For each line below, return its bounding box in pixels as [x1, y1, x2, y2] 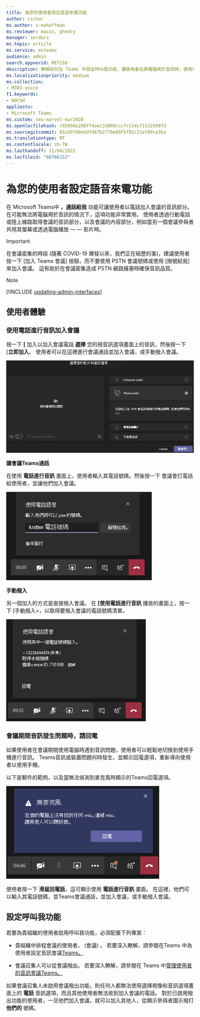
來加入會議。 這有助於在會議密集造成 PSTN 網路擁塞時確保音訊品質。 [6, 265, 176, 272]
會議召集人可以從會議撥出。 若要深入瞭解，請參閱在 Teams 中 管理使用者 [14, 962, 192, 969]
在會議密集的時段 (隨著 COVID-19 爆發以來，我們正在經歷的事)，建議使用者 [6, 250, 190, 257]
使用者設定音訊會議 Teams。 [14, 949, 84, 956]
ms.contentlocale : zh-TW [6, 142, 68, 148]
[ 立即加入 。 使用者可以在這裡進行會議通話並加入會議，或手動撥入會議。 [6, 349, 182, 356]
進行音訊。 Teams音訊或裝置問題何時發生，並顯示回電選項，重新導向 [11, 754, 180, 761]
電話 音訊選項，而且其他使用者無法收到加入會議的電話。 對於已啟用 [23, 989, 188, 996]
